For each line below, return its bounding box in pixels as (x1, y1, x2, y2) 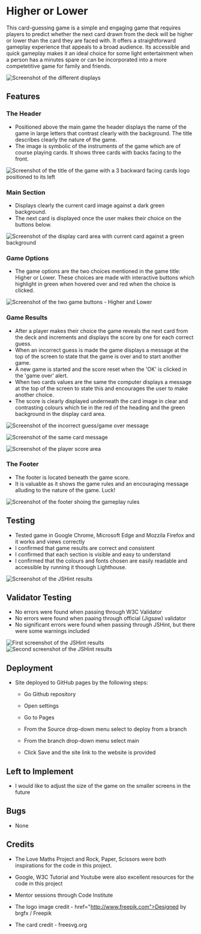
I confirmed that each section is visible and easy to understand (14, 551, 171, 558)
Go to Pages (23, 714, 55, 721)
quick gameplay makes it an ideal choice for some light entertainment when (6, 49, 193, 56)
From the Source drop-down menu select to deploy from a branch (23, 725, 187, 733)
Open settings (23, 702, 59, 710)
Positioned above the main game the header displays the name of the (14, 123, 187, 130)
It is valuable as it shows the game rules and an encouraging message (14, 480, 189, 487)
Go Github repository (23, 691, 76, 698)
